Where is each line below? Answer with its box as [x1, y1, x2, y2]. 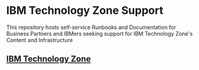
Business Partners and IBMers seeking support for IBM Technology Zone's [6, 30, 193, 37]
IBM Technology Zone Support [6, 4, 164, 17]
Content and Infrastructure [6, 36, 73, 43]
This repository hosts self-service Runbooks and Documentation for [6, 24, 177, 31]
